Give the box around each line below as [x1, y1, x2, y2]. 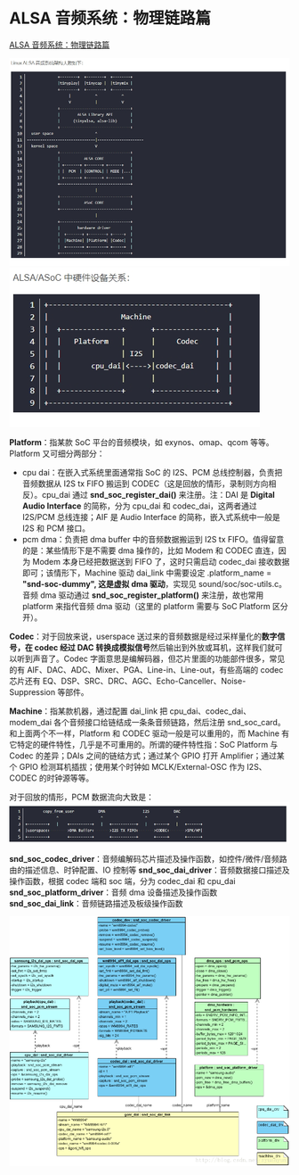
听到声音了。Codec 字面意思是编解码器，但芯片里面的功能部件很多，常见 [16, 653, 286, 665]
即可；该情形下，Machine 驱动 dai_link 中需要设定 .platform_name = [21, 567, 272, 578]
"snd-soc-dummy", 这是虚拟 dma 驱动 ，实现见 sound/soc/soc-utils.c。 [21, 579, 287, 590]
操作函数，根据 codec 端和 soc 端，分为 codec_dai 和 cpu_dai [9, 876, 236, 887]
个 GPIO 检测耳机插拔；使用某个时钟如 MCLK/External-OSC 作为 [9, 762, 246, 773]
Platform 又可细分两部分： [9, 448, 105, 459]
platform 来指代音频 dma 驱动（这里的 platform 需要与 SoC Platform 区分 [21, 601, 288, 612]
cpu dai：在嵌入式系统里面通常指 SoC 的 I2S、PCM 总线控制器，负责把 [21, 468, 283, 478]
